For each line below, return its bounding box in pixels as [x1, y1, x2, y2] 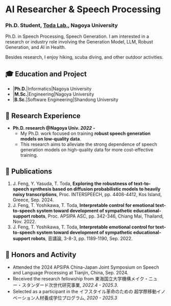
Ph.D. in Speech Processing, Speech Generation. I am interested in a [5, 33, 150, 39]
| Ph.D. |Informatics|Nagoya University [12, 86, 92, 92]
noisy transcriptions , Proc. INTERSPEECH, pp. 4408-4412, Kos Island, [12, 191, 162, 197]
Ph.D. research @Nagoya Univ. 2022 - [12, 125, 95, 131]
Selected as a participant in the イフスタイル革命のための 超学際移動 [12, 288, 157, 294]
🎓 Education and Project [5, 69, 87, 78]
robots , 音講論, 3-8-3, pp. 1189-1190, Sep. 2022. [31, 235, 133, 241]
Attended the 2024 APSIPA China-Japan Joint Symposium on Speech [12, 264, 159, 270]
